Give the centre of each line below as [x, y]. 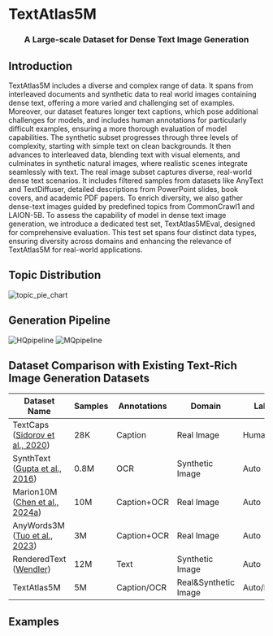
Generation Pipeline [60, 321]
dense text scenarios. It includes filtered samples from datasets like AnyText [136, 181]
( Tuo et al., [33, 536]
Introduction [41, 66]
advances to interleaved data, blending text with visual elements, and [124, 155]
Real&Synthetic [206, 582]
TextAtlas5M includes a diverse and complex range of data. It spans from [131, 85]
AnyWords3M [39, 525]
